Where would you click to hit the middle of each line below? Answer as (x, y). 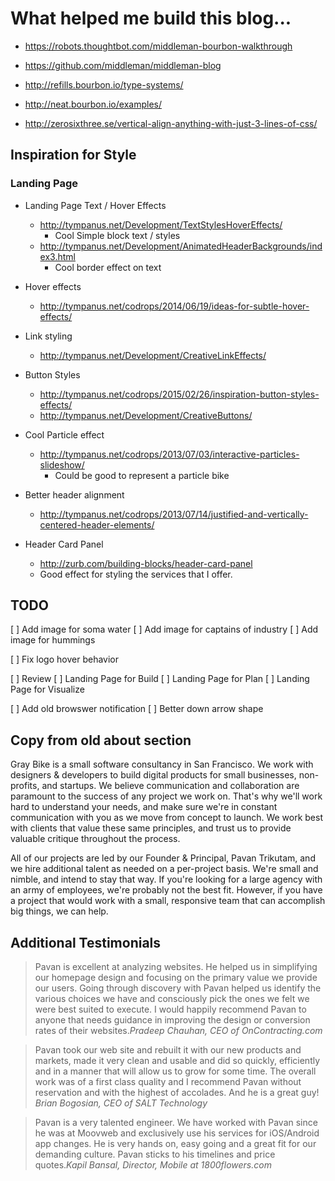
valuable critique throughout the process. (95, 839)
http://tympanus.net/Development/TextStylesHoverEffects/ (161, 224)
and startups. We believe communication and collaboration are (170, 786)
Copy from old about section (101, 740)
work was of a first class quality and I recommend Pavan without (168, 1082)
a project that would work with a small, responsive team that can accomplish (168, 901)
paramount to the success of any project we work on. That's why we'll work (166, 796)
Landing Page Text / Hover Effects (95, 205)
